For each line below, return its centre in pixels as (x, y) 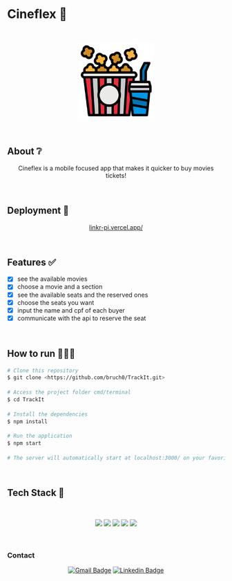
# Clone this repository (43, 370)
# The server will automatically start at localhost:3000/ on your (106, 458)
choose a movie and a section (60, 287)
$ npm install (28, 421)
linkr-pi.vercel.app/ (116, 227)
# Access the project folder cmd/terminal (69, 393)
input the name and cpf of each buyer (71, 310)
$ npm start (24, 443)
